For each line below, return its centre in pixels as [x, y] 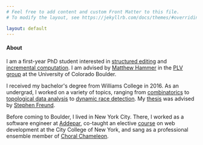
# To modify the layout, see [43, 18]
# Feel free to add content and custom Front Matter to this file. [93, 12]
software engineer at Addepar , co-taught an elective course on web [91, 123]
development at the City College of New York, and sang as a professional [97, 129]
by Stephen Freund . [31, 105]
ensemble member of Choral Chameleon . [57, 136]
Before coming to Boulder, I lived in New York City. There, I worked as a [95, 117]
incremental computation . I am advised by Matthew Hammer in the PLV [95, 68]
